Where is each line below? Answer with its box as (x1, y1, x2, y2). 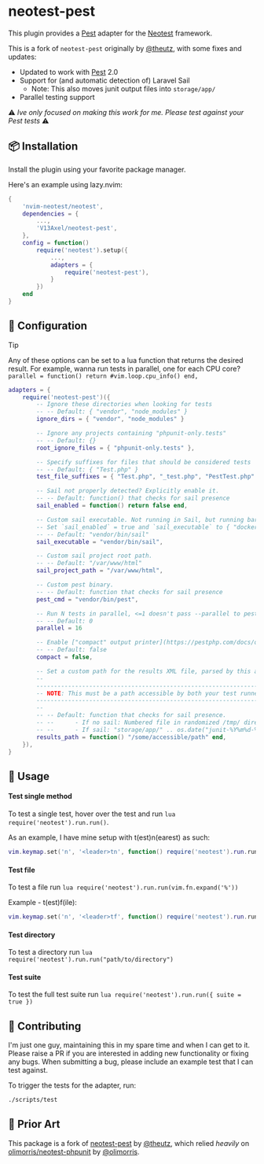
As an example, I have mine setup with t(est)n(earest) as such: (8, 833, 211, 842)
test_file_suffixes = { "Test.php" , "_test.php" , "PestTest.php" (36, 473, 255, 481)
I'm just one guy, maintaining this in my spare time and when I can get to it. (8, 1040, 250, 1050)
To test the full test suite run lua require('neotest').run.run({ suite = (8, 990, 242, 1000)
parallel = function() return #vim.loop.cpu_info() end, (8, 372, 199, 380)
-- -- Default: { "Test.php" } (36, 465, 139, 474)
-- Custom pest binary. (36, 581, 114, 589)
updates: (8, 52, 37, 61)
